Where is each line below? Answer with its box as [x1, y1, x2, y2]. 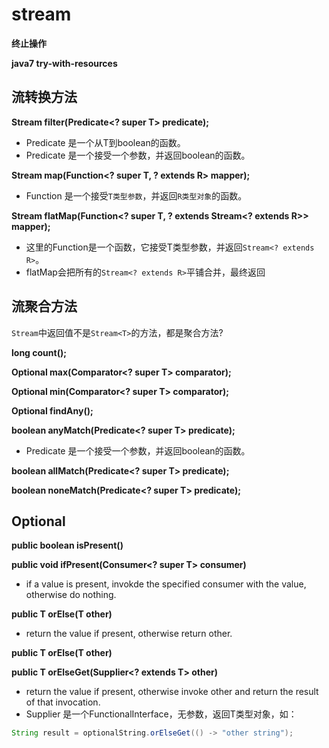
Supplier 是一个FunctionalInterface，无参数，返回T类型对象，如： [25, 708, 298, 720]
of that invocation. [25, 696, 101, 708]
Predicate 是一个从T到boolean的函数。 [25, 136, 186, 148]
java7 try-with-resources [11, 57, 118, 69]
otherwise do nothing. [25, 589, 117, 601]
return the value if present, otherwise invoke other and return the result [25, 686, 319, 698]
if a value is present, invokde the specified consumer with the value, [25, 578, 307, 590]
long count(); [11, 346, 67, 358]
